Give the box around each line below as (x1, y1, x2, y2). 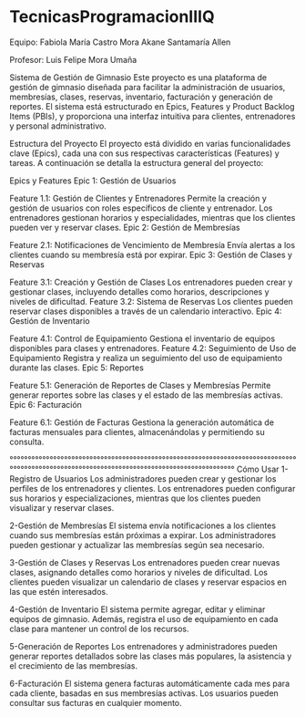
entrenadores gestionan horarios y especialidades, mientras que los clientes (9, 212, 296, 223)
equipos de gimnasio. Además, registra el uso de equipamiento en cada (9, 613, 279, 624)
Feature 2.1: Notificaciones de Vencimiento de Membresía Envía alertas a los (9, 239, 296, 250)
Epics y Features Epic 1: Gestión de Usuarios (9, 175, 177, 186)
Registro (9, 473, 41, 484)
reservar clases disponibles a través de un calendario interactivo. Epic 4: (9, 306, 282, 317)
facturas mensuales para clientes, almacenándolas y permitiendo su (9, 426, 266, 437)
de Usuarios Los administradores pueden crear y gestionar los (42, 473, 277, 484)
